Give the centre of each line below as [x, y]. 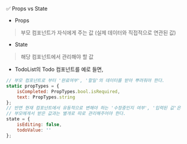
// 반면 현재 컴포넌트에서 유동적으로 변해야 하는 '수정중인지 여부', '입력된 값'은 [93, 108]
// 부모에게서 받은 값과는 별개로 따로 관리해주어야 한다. [66, 114]
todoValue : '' [34, 130]
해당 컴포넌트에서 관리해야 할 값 [57, 57]
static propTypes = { [33, 86]
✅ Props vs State [27, 9]
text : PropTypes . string [46, 97]
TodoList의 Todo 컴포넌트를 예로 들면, [59, 69]
